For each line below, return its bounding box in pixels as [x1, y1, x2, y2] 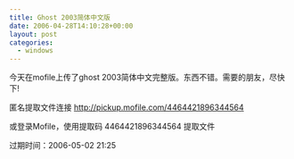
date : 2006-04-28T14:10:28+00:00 [9, 21, 134, 30]
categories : [9, 38, 53, 47]
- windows [17, 46, 53, 55]
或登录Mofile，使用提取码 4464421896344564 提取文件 [9, 121, 216, 132]
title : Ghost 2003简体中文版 [9, 13, 111, 22]
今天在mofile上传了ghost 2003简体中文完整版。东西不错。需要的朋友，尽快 [9, 72, 285, 83]
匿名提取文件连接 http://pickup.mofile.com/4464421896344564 [9, 102, 244, 113]
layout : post [9, 29, 58, 38]
